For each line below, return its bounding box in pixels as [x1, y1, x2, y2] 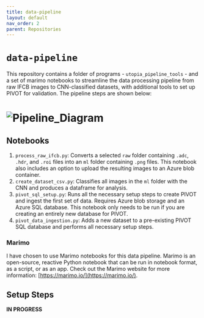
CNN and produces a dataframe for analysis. [15, 184, 128, 191]
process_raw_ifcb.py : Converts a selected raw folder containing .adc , [15, 152, 189, 159]
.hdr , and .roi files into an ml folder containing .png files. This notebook [15, 158, 197, 166]
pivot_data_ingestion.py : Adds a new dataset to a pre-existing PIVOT [15, 216, 191, 224]
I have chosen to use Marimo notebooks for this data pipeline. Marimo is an [6, 252, 196, 260]
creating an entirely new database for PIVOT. [15, 210, 128, 218]
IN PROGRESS [6, 306, 43, 313]
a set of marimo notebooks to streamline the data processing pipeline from [6, 77, 194, 84]
